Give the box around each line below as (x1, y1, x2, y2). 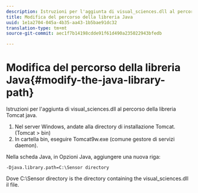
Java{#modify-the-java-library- (6, 74, 166, 87)
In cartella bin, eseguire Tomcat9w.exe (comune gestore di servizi (14, 136, 175, 143)
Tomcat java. (6, 112, 37, 119)
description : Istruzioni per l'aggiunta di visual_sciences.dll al (6, 8, 176, 15)
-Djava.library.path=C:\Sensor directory (6, 165, 110, 171)
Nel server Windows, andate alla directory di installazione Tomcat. (14, 123, 176, 130)
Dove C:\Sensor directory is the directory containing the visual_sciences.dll (6, 175, 189, 182)
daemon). (14, 142, 38, 149)
